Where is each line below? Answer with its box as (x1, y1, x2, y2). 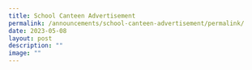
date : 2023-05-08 (8, 27, 67, 35)
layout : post (8, 34, 53, 43)
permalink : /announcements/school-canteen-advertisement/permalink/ (8, 19, 245, 27)
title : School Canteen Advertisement (8, 11, 136, 20)
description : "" (8, 42, 63, 50)
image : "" (8, 49, 42, 57)
